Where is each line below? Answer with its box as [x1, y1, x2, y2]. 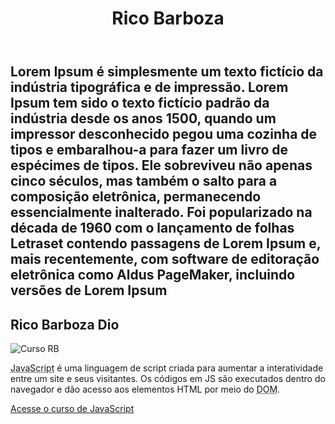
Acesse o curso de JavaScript [10, 403, 135, 414]
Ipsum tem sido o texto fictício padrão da [10, 95, 270, 112]
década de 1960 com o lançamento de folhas [10, 220, 295, 237]
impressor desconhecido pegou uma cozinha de [10, 126, 318, 143]
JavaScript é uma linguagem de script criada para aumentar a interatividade [10, 362, 324, 374]
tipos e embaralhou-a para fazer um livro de [10, 142, 289, 159]
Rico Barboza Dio [10, 316, 120, 333]
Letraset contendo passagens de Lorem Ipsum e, [10, 235, 322, 252]
